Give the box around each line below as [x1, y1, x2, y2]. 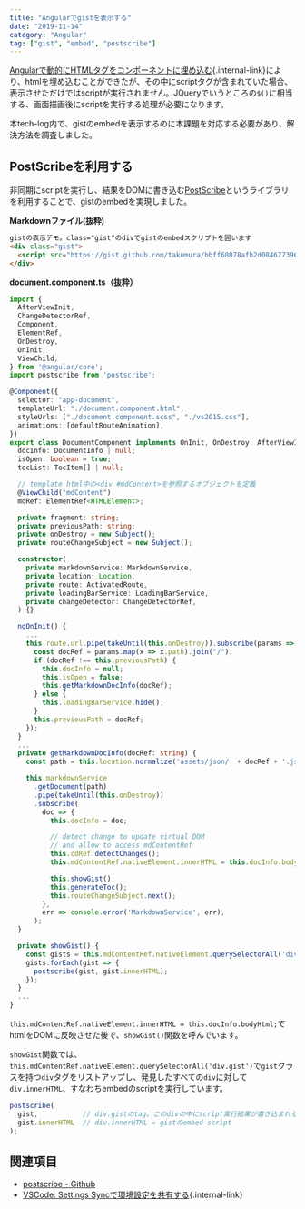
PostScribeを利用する [9, 158, 133, 174]
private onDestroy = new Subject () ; [17, 529, 156, 539]
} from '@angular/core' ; [9, 362, 103, 371]
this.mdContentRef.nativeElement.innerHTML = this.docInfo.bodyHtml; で [9, 1018, 286, 1029]
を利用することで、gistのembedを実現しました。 [9, 196, 192, 207]
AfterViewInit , [17, 303, 75, 312]
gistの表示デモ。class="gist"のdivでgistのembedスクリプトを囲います [9, 234, 252, 243]
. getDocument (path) [33, 782, 107, 791]
